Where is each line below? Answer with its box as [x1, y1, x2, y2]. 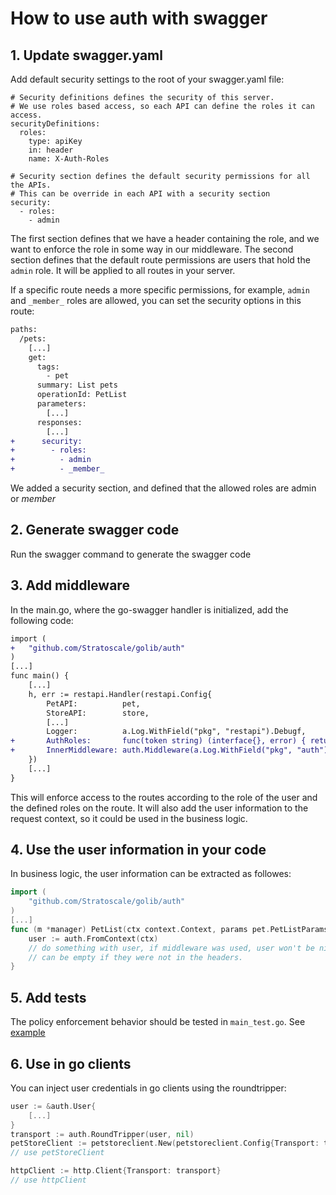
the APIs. [10, 180, 52, 190]
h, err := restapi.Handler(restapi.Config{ [28, 689, 213, 699]
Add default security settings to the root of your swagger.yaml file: [10, 73, 285, 85]
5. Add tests [10, 989, 87, 1006]
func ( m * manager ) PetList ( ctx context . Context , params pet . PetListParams [10, 924, 329, 934]
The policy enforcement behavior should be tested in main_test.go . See [10, 1016, 306, 1028]
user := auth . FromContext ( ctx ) [28, 933, 159, 944]
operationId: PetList [36, 390, 128, 400]
